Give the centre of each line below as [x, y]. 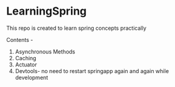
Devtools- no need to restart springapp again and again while [92, 71]
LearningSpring [46, 11]
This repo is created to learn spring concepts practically [77, 28]
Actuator [26, 64]
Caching [26, 58]
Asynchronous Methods [45, 51]
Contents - [20, 40]
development [32, 77]
